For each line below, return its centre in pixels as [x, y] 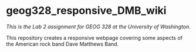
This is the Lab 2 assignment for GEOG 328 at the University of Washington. [98, 27]
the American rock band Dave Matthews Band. [62, 44]
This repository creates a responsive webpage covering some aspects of [94, 38]
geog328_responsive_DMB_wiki [86, 11]
